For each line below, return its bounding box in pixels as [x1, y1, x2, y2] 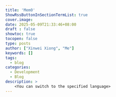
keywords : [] [5, 50, 33, 55]
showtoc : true [5, 31, 36, 36]
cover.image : [5, 17, 33, 22]
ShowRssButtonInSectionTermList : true [5, 12, 88, 17]
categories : [5, 65, 31, 70]
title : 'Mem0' [5, 7, 36, 13]
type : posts [5, 41, 31, 46]
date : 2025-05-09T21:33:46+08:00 [5, 22, 77, 27]
